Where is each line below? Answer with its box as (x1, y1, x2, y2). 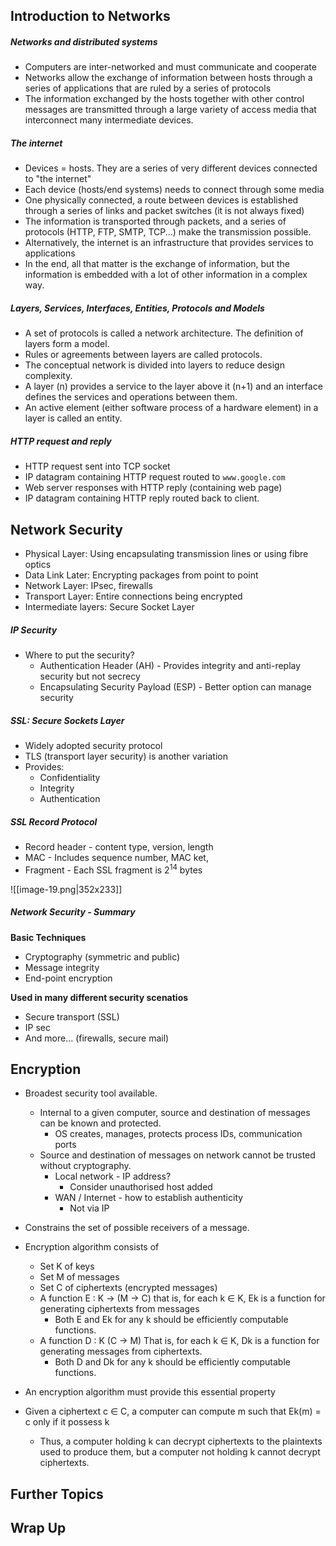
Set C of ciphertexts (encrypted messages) (39, 1282, 218, 1294)
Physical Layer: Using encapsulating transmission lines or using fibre (24, 548, 309, 560)
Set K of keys (39, 1260, 95, 1273)
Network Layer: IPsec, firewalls (24, 580, 153, 592)
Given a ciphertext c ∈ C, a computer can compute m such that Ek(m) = (24, 1405, 322, 1418)
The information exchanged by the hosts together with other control (24, 93, 305, 105)
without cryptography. (39, 1160, 132, 1172)
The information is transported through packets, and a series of (24, 215, 287, 228)
